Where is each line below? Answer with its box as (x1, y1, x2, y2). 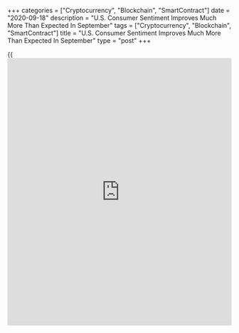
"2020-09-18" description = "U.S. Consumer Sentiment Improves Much (7, 14, 217, 22)
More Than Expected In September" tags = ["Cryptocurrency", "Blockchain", (7, 21, 231, 29)
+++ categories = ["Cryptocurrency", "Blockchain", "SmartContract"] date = (7, 6, 230, 14)
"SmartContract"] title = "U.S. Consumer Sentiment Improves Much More (7, 29, 222, 37)
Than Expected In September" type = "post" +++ (7, 36, 152, 45)
